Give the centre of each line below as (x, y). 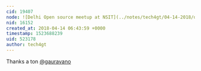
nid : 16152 (20, 22)
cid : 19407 (20, 12)
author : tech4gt (26, 45)
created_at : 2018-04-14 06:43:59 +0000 (56, 28)
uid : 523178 (21, 39)
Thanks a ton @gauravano (39, 61)
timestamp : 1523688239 (34, 34)
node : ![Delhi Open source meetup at (53, 17)
